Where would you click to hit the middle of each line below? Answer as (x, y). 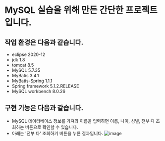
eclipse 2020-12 (28, 54)
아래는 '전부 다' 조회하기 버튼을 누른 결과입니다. (57, 133)
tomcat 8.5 (23, 65)
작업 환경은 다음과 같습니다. (44, 42)
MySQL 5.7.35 (26, 70)
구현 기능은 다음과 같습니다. (44, 108)
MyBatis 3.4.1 (25, 75)
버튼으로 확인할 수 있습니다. (52, 127)
